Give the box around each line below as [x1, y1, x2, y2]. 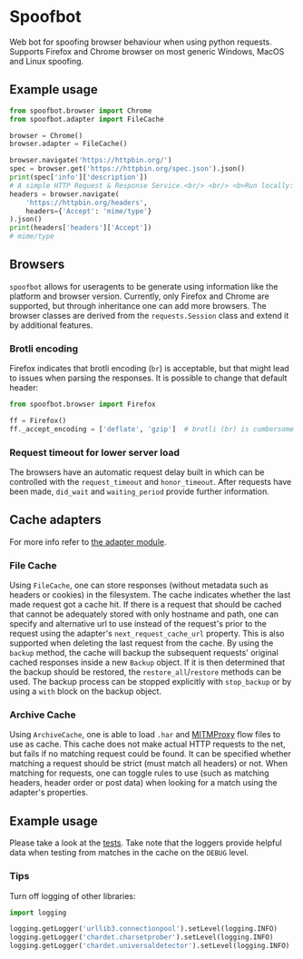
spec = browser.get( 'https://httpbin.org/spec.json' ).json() [9, 164, 246, 173]
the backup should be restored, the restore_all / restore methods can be [9, 667, 282, 677]
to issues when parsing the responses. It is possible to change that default [9, 372, 288, 383]
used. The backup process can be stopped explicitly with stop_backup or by [9, 677, 292, 687]
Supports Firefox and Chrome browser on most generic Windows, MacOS [9, 45, 285, 56]
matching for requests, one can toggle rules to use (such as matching [9, 767, 269, 778]
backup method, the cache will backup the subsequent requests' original [9, 648, 279, 658]
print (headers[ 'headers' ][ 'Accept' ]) [9, 223, 152, 232]
